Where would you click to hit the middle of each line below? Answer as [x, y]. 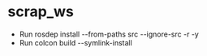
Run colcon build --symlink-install [76, 42]
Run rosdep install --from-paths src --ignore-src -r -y [109, 34]
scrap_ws [41, 12]
